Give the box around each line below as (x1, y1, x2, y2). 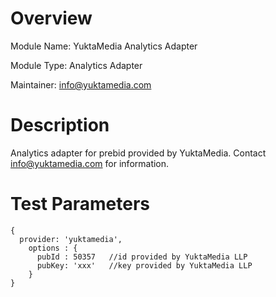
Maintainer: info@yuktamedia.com (10, 78, 152, 91)
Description (10, 114, 110, 137)
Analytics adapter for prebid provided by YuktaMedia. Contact (10, 147, 267, 159)
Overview (10, 7, 93, 30)
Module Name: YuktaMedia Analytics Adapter (10, 40, 198, 52)
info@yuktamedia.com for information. (10, 157, 170, 169)
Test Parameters (10, 193, 151, 216)
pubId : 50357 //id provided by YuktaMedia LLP (36, 252, 248, 262)
